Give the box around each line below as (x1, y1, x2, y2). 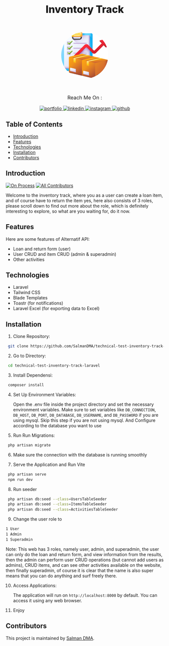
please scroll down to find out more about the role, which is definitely (6, 203, 149, 209)
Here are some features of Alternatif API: (6, 236, 90, 242)
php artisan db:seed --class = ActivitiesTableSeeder (8, 507, 118, 512)
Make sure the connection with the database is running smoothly (13, 451, 147, 457)
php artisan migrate (8, 442, 51, 447)
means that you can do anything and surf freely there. (6, 573, 117, 579)
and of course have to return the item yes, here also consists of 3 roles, (6, 197, 153, 204)
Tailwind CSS (13, 289, 41, 295)
